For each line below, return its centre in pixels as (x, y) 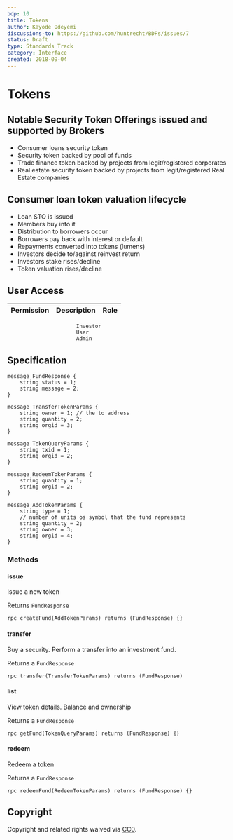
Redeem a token (31, 764)
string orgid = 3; (47, 426)
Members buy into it (46, 224)
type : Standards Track (40, 46)
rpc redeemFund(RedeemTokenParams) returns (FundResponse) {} (100, 791)
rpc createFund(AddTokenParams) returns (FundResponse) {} (95, 618)
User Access (36, 291)
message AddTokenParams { (45, 506)
